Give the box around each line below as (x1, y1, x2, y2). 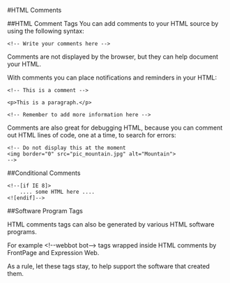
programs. (7, 228, 37, 236)
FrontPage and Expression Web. (7, 249, 100, 257)
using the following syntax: (7, 27, 85, 35)
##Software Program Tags (7, 207, 84, 215)
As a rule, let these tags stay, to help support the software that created (7, 262, 210, 270)
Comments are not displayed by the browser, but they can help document (7, 52, 218, 61)
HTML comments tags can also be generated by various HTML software (7, 220, 215, 229)
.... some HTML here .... (20, 188, 95, 195)
